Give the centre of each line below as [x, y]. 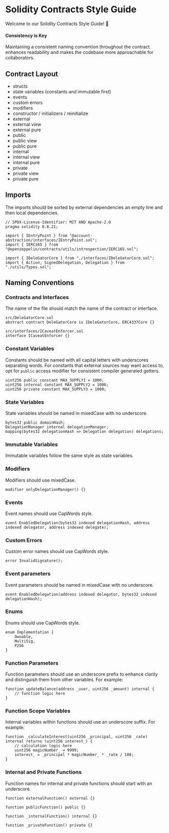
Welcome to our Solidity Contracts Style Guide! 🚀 [57, 24]
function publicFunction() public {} [46, 807]
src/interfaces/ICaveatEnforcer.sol [44, 331]
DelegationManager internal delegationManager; [57, 427]
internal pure [26, 162]
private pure [26, 179]
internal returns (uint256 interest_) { [49, 741]
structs [20, 86]
